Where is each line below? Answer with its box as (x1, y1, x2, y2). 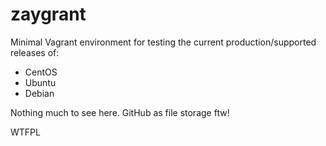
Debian (24, 87, 55, 99)
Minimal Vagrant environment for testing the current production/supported (10, 36, 317, 48)
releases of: (10, 46, 60, 58)
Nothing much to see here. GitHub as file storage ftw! (10, 106, 230, 118)
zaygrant (10, 3, 87, 26)
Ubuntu (24, 76, 57, 88)
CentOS (24, 66, 58, 78)
